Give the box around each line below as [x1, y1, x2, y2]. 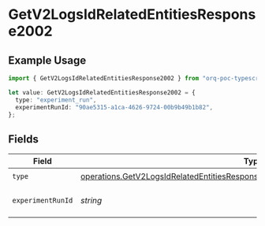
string [80, 195, 103, 206]
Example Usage [8, 54, 87, 67]
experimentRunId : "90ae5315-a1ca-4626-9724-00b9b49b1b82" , [15, 103, 214, 111]
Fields [8, 132, 39, 146]
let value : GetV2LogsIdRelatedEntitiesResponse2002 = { [8, 88, 196, 96]
